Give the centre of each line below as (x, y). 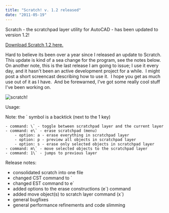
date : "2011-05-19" (26, 15)
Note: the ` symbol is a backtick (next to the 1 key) (58, 117)
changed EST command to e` (43, 183)
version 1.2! (17, 35)
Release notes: (21, 162)
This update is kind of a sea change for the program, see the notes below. (83, 60)
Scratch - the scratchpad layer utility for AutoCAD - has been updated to (82, 29)
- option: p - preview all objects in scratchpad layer (76, 139)
